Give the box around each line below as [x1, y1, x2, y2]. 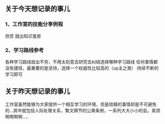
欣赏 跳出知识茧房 [5, 33, 41, 39]
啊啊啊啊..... [5, 114, 29, 120]
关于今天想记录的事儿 [5, 4, 70, 13]
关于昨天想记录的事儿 [5, 87, 70, 96]
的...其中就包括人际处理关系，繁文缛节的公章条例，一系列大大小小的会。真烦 [5, 107, 161, 113]
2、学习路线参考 [5, 47, 44, 54]
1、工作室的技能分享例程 [5, 21, 63, 28]
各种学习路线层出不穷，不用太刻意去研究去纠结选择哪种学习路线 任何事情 [5, 59, 154, 64]
